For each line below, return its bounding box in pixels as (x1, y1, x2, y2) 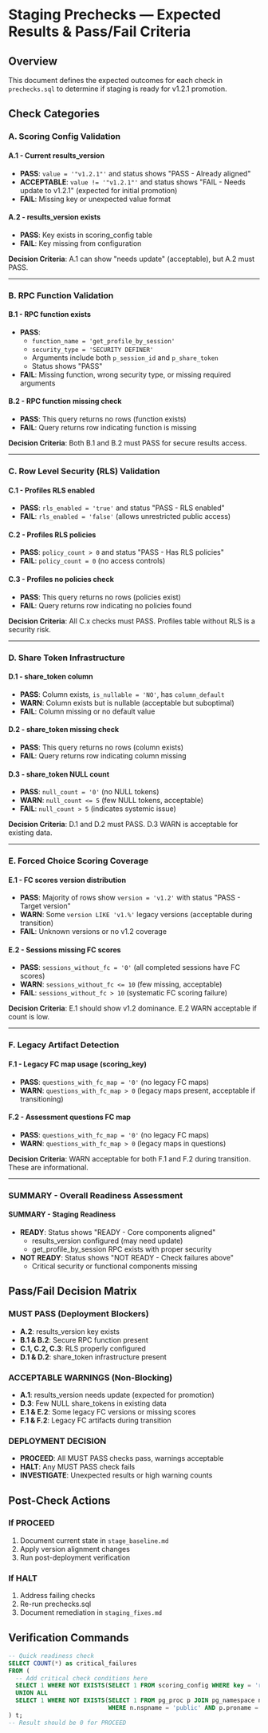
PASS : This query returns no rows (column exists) (19, 742, 183, 752)
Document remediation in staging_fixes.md (19, 1608, 162, 1617)
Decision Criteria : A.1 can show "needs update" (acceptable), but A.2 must (8, 254, 255, 263)
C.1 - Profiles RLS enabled (8, 485, 96, 495)
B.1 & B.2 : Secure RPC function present (19, 1335, 149, 1344)
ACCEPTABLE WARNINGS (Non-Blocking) (8, 1371, 173, 1383)
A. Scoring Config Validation (8, 131, 121, 142)
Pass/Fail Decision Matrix (8, 1284, 137, 1298)
